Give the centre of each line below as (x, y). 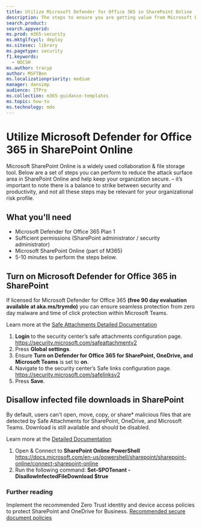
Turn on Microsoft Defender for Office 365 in (92, 276)
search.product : (26, 23)
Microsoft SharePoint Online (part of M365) (69, 251)
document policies (29, 518)
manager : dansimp (28, 85)
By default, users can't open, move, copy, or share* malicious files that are (99, 414)
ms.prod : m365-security (36, 34)
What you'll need (39, 217)
